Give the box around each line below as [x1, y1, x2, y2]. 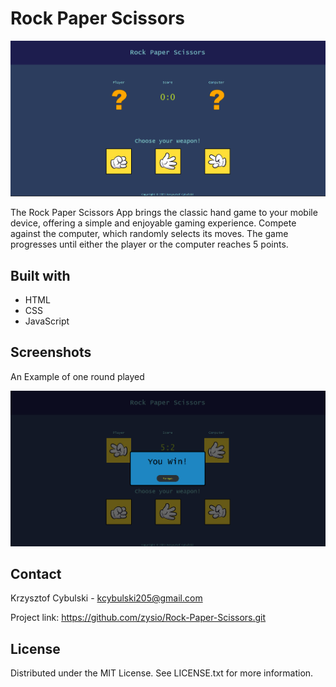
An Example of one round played [10, 370, 145, 382]
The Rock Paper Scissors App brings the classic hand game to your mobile [10, 207, 318, 219]
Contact [10, 566, 62, 583]
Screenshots [10, 344, 92, 361]
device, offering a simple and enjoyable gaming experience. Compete [10, 217, 297, 229]
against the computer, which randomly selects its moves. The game [10, 228, 289, 240]
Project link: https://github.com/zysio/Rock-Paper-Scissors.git [10, 612, 267, 624]
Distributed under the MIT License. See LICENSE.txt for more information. [10, 667, 314, 679]
